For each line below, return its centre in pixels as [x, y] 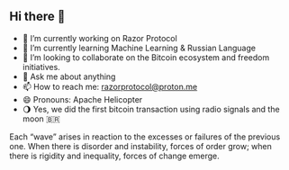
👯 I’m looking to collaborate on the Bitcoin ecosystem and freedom [146, 57]
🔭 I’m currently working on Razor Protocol [99, 38]
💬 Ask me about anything [69, 76]
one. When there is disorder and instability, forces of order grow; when [141, 146]
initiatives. [41, 67]
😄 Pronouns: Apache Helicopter [82, 99]
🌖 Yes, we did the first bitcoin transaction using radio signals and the [151, 109]
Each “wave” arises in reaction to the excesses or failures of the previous [145, 137]
